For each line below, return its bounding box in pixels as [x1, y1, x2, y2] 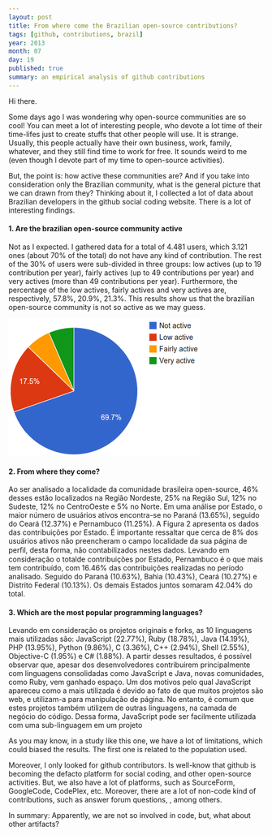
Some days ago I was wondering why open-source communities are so [8, 112, 246, 122]
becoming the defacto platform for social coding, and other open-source [8, 769, 252, 779]
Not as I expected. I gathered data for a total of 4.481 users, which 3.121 [8, 242, 248, 252]
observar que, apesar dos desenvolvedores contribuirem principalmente [8, 660, 251, 669]
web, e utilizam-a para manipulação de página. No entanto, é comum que [8, 695, 254, 704]
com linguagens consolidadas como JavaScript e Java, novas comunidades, [8, 669, 265, 678]
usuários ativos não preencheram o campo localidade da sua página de [8, 536, 248, 546]
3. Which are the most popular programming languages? [8, 607, 203, 617]
